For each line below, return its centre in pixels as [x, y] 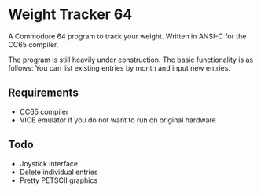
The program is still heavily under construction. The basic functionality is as [131, 60]
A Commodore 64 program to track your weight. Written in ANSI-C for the [127, 36]
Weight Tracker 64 [70, 15]
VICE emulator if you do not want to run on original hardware [118, 120]
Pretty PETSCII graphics [59, 180]
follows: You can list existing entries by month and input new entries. [119, 67]
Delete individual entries [59, 172]
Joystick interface [49, 163]
